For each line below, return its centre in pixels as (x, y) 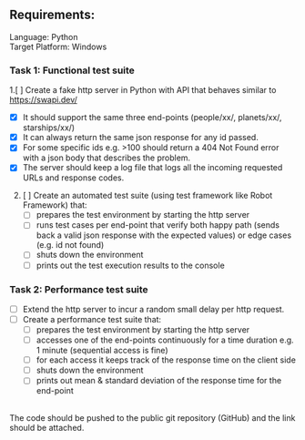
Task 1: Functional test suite (72, 70)
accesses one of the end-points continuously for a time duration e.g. (165, 340)
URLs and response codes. (73, 178)
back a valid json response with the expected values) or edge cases (164, 235)
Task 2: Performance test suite (79, 289)
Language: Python (44, 36)
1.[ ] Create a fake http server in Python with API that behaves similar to (143, 90)
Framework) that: (55, 205)
